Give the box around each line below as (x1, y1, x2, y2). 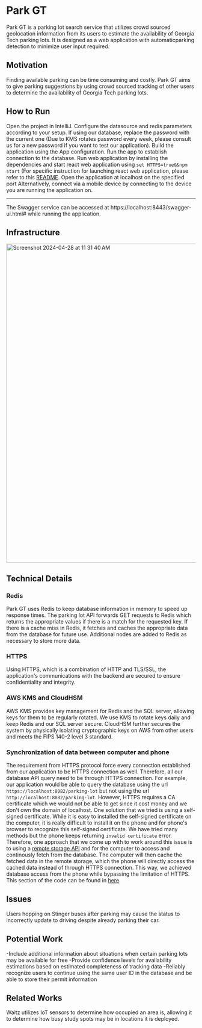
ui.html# (6, 210, 27, 217)
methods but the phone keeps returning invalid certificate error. (6, 832, 173, 839)
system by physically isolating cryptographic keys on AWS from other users (6, 726, 194, 734)
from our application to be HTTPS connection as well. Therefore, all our (6, 768, 183, 775)
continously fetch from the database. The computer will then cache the (6, 851, 182, 858)
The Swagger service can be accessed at (6, 203, 109, 211)
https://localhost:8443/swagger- (110, 203, 192, 211)
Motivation (6, 60, 48, 70)
